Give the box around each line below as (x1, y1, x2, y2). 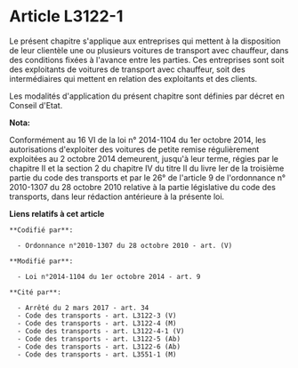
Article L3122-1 (9, 6, 124, 27)
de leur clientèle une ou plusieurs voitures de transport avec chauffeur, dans (9, 44, 289, 55)
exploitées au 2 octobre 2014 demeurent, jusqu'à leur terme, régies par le (9, 153, 278, 164)
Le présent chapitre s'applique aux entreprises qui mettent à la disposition (9, 36, 281, 46)
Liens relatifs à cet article (9, 208, 105, 219)
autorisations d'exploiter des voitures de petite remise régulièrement (9, 144, 260, 155)
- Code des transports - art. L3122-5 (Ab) (17, 334, 181, 343)
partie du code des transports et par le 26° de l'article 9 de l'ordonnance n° (9, 172, 286, 183)
